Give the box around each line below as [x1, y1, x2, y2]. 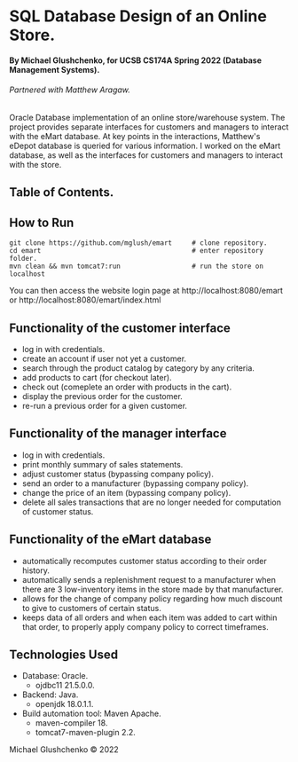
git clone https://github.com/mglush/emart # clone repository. [9, 239, 268, 247]
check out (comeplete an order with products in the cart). [21, 381, 232, 392]
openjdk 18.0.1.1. [35, 699, 94, 710]
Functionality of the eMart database [9, 532, 212, 547]
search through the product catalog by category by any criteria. [21, 363, 255, 373]
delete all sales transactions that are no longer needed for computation [21, 497, 282, 507]
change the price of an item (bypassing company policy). [21, 487, 231, 498]
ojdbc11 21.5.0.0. [35, 680, 95, 691]
